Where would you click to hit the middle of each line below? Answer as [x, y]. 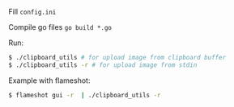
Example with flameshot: [49, 80]
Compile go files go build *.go [60, 27]
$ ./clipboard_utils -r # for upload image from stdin [103, 65]
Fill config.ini [32, 12]
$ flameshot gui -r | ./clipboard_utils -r [85, 95]
